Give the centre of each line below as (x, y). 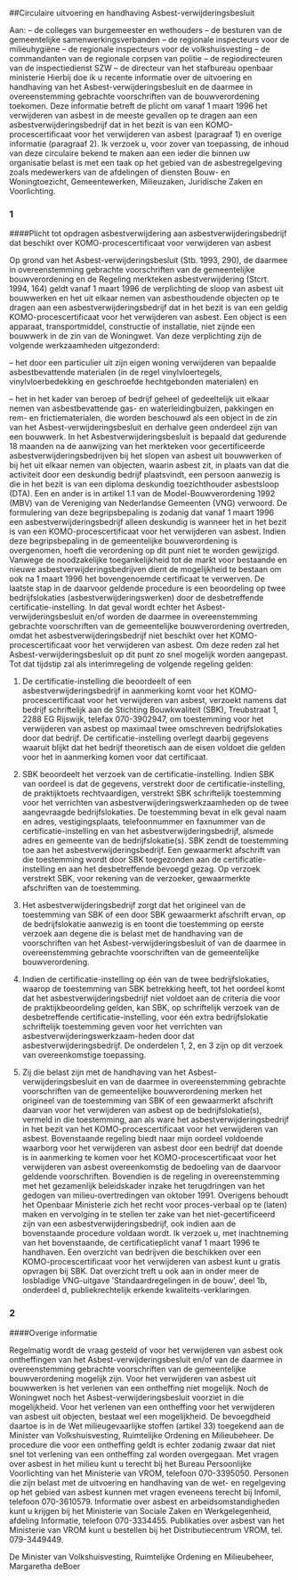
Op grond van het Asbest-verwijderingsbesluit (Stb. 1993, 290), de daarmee (149, 260)
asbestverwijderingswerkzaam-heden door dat (108, 1036)
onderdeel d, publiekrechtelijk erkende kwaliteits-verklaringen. (137, 1290)
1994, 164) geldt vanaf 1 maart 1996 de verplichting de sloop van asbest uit (146, 289)
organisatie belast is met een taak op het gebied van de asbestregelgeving (146, 163)
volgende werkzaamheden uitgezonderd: (85, 346)
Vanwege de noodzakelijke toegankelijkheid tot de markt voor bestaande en (148, 560)
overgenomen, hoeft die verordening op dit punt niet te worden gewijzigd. (145, 551)
